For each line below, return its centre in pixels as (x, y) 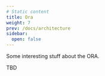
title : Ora (20, 17)
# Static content (28, 12)
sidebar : (17, 34)
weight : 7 (18, 23)
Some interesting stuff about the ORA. (53, 56)
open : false (27, 39)
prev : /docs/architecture (38, 28)
